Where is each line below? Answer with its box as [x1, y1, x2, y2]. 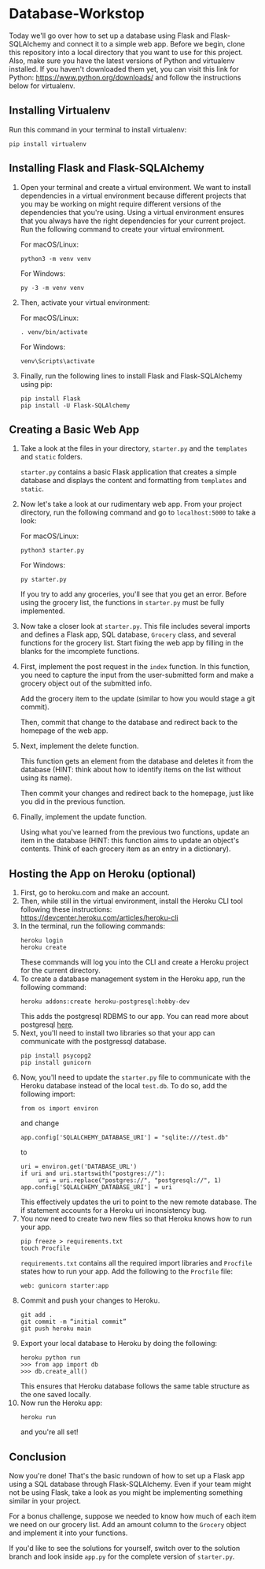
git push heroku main [20, 1325, 91, 1333]
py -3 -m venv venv [20, 284, 85, 292]
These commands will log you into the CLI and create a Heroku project [20, 957, 249, 967]
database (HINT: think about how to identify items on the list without [20, 765, 241, 775]
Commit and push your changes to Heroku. [20, 1296, 160, 1305]
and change [20, 1118, 60, 1128]
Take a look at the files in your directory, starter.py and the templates [20, 444, 248, 453]
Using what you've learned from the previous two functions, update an [20, 827, 250, 837]
